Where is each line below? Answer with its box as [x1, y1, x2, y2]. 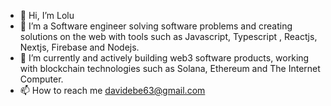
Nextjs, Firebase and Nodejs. [19, 41, 140, 53]
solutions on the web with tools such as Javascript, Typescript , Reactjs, [19, 31, 318, 42]
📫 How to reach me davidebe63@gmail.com [19, 85, 206, 96]
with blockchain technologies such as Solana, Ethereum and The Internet [19, 63, 321, 74]
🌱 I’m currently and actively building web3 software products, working [19, 52, 310, 64]
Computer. [19, 73, 64, 85]
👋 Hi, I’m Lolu [19, 10, 75, 21]
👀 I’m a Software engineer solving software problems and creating [19, 20, 293, 32]
